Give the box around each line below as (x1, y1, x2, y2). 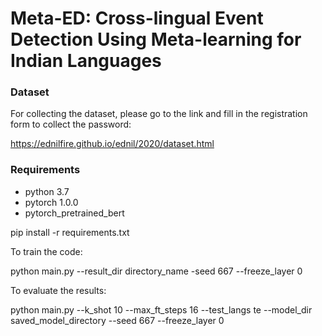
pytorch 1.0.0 (24, 196, 79, 208)
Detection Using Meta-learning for (10, 28, 302, 51)
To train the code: (10, 245, 83, 257)
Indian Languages (10, 50, 162, 72)
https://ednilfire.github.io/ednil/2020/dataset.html (10, 138, 215, 150)
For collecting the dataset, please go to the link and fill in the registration (10, 108, 308, 120)
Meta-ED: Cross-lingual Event (10, 7, 264, 30)
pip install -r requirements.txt (10, 226, 130, 238)
